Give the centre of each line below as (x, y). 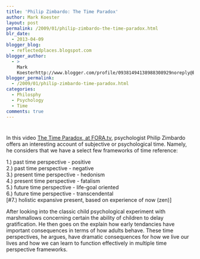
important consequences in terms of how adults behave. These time (90, 230)
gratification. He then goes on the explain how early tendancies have (90, 224)
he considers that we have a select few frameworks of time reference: (92, 150)
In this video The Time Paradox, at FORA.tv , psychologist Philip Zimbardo (96, 138)
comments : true (25, 111)
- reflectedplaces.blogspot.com (52, 51)
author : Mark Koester (33, 17)
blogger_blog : (24, 45)
